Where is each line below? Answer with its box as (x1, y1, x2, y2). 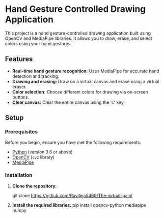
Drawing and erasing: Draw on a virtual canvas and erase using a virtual (12, 78, 160, 84)
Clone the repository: (12, 183, 57, 189)
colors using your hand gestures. (5, 40, 72, 46)
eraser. (12, 84, 27, 90)
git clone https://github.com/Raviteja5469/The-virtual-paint (12, 192, 133, 198)
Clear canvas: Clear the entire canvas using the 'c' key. (12, 99, 125, 105)
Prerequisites (5, 128, 38, 135)
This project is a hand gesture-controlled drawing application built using (5, 30, 151, 36)
